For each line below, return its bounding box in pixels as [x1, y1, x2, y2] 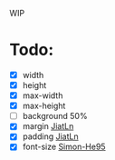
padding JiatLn [22, 131, 79, 142]
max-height [22, 100, 66, 112]
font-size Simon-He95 [22, 141, 106, 153]
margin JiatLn [22, 121, 74, 132]
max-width [22, 90, 63, 101]
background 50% [22, 111, 88, 122]
